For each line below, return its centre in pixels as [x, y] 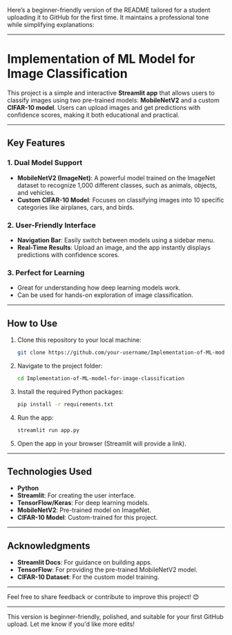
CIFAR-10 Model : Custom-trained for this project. [87, 518]
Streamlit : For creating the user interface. [76, 495]
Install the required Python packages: [70, 391]
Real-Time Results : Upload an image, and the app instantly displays [114, 247]
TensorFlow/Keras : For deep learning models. [83, 503]
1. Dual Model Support [45, 163]
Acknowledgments [49, 546]
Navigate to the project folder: [60, 366]
